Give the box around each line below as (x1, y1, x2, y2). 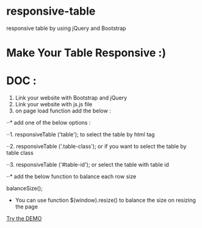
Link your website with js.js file (15, 101, 93, 108)
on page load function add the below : (15, 107, 111, 114)
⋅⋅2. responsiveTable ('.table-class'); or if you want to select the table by (6, 142, 187, 150)
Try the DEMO (6, 215, 42, 222)
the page (15, 203, 38, 210)
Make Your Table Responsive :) (6, 46, 167, 60)
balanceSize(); (6, 185, 43, 192)
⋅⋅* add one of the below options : (6, 119, 91, 127)
